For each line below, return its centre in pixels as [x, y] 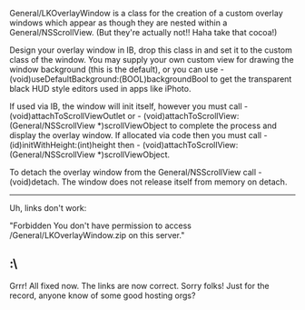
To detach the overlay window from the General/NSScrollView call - [136, 172]
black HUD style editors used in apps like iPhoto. [100, 89]
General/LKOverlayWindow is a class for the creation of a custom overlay [146, 13]
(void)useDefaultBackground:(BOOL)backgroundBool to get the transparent [151, 79]
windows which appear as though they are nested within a [118, 23]
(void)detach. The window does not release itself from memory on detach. [148, 182]
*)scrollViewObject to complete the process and [187, 125]
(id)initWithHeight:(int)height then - [75, 145]
